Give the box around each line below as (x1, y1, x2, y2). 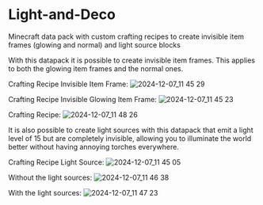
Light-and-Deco (8, 6, 116, 24)
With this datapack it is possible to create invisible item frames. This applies (8, 55, 256, 65)
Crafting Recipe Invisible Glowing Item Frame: (8, 94, 157, 104)
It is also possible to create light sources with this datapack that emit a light (8, 125, 253, 135)
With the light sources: (8, 188, 82, 197)
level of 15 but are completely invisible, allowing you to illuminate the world (8, 133, 252, 143)
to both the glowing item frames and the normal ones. (8, 63, 184, 73)
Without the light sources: (8, 173, 93, 182)
